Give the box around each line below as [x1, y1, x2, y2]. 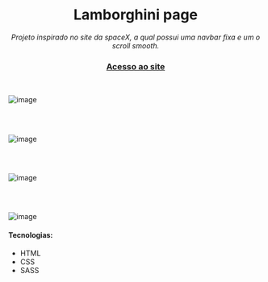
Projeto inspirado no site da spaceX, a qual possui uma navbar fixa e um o [10, 32, 261, 42]
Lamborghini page [73, 6, 199, 24]
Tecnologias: [8, 230, 53, 239]
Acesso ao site [106, 60, 165, 72]
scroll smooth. [111, 40, 160, 50]
